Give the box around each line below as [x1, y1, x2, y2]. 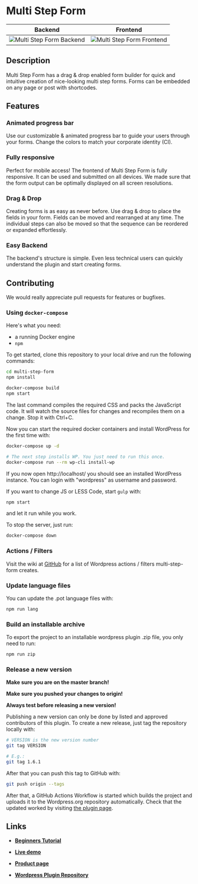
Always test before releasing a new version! [6, 702, 116, 709]
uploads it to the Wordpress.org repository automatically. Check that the [6, 798, 182, 805]
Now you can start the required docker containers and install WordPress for [6, 425, 190, 433]
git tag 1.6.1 [6, 759, 41, 764]
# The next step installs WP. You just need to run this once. [6, 454, 165, 460]
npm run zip [6, 651, 35, 657]
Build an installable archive [6, 620, 85, 628]
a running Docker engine [14, 333, 75, 341]
